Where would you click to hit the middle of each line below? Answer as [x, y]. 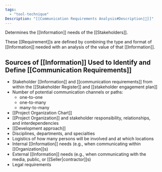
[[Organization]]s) [30, 149]
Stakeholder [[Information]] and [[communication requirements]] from [82, 82]
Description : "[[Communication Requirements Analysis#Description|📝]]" [79, 19]
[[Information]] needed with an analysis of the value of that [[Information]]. [80, 47]
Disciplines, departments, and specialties [53, 134]
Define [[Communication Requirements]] [68, 70]
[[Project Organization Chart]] [42, 113]
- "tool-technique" [29, 14]
